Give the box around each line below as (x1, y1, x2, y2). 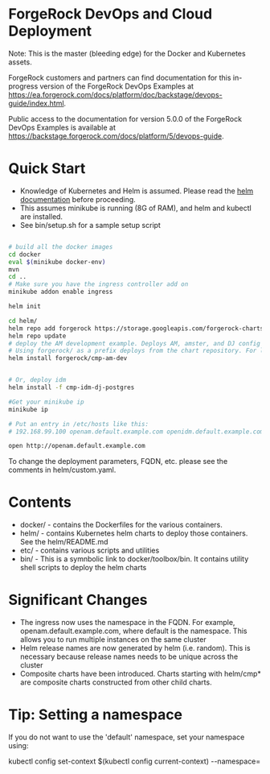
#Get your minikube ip (8, 398, 84, 406)
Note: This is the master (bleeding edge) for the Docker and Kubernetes (8, 48, 247, 58)
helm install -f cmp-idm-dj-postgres (8, 383, 135, 391)
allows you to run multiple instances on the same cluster (19, 635, 207, 644)
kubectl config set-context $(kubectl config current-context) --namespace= (8, 756, 261, 766)
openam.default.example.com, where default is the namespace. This (19, 626, 247, 636)
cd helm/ (8, 317, 38, 325)
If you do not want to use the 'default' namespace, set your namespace (8, 732, 245, 742)
